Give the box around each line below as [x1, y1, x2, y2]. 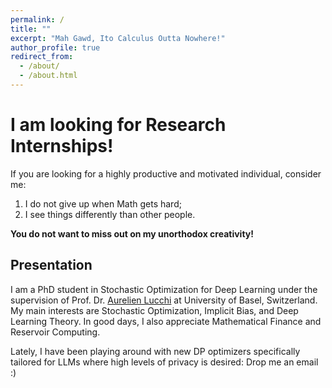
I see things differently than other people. [24, 208, 196, 220]
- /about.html [19, 71, 78, 81]
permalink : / [10, 14, 65, 25]
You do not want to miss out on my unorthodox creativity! [10, 227, 254, 240]
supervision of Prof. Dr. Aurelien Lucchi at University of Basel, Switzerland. [10, 294, 318, 306]
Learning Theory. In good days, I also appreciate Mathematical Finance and [10, 315, 322, 327]
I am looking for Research [10, 114, 227, 136]
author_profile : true [10, 42, 101, 53]
